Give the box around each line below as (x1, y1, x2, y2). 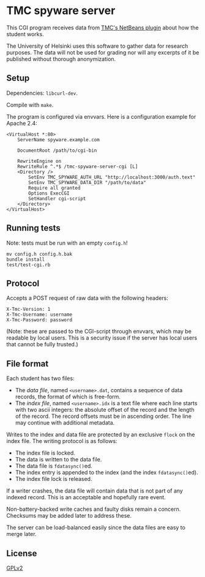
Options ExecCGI (28, 190, 70, 196)
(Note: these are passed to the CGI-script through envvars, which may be (6, 328, 192, 335)
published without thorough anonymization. (6, 55, 116, 62)
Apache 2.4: (6, 119, 38, 127)
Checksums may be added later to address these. (6, 512, 132, 519)
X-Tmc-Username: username (6, 311, 72, 318)
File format (6, 359, 49, 369)
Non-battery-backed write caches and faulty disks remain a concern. (6, 505, 181, 513)
